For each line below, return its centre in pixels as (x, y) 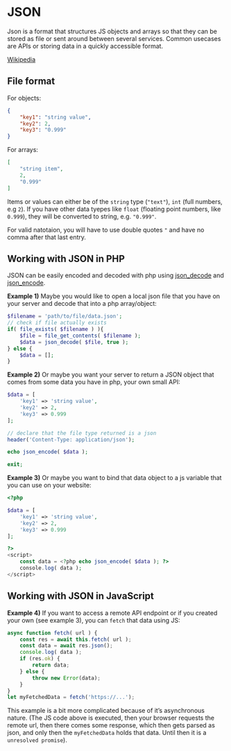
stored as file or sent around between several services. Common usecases (114, 38)
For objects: (24, 98)
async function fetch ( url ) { (52, 633)
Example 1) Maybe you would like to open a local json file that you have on (114, 296)
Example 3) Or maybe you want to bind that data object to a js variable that (114, 478)
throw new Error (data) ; (66, 678)
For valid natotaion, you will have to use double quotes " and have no (106, 230)
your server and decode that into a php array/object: (82, 304)
